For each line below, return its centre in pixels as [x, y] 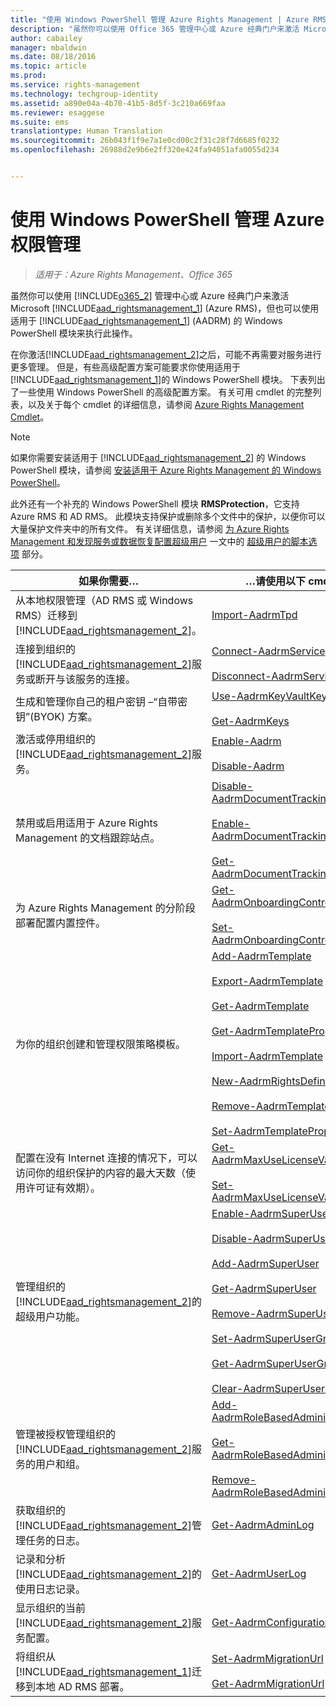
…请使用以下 [275, 581]
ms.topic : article [48, 66]
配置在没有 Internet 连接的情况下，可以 [106, 1158]
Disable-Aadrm [248, 766]
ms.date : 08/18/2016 [53, 57]
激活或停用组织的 [56, 739]
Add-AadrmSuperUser [265, 1263]
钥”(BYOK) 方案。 [56, 716]
